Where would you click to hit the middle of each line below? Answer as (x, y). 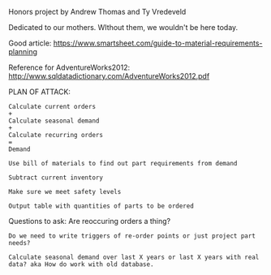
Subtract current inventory (56, 178)
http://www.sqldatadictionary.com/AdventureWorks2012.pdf (109, 76)
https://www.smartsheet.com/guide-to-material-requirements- (158, 43)
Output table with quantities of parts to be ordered (101, 206)
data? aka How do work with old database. (81, 264)
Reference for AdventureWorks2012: (69, 67)
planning (23, 52)
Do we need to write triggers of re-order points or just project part (132, 236)
